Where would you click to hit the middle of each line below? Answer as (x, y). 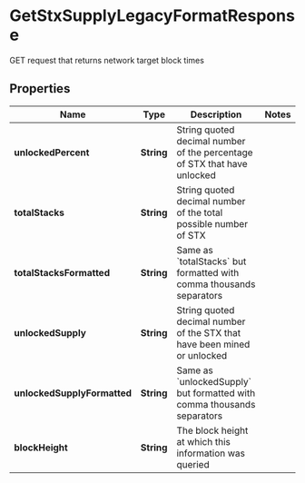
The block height (212, 430)
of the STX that (209, 332)
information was (211, 453)
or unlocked (202, 355)
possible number (212, 223)
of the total (200, 212)
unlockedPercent (52, 153)
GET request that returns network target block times (107, 60)
